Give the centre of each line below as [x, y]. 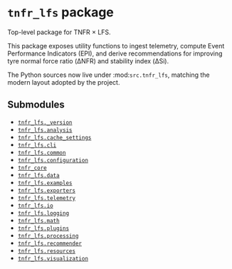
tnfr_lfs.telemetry [47, 198]
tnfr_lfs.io [35, 206]
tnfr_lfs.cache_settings [54, 137]
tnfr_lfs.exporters [47, 190]
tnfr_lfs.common [42, 153]
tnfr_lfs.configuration [53, 160]
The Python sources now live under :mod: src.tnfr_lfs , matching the [109, 75]
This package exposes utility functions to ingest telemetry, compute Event [116, 46]
